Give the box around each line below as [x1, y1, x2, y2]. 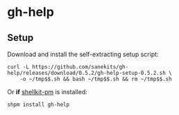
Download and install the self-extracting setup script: [7, 50, 159, 58]
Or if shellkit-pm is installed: [7, 88, 88, 96]
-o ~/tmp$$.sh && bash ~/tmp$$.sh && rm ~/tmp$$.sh [19, 76, 172, 82]
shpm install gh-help [7, 101, 70, 108]
